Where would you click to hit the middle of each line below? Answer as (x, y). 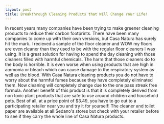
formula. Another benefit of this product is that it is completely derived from (81, 90)
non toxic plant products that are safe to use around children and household (82, 95)
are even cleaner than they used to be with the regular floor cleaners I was (80, 49)
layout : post (18, 10)
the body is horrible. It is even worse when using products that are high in (79, 64)
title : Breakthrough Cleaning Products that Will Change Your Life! (76, 14)
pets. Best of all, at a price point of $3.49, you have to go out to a (71, 101)
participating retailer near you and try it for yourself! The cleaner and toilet (80, 106)
